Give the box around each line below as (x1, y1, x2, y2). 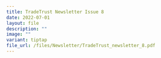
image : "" (6, 31, 31, 37)
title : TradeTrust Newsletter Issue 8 (6, 8, 104, 15)
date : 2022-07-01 (6, 14, 50, 21)
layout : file (6, 20, 39, 26)
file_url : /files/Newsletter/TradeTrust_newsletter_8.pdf (6, 43, 156, 49)
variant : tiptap (6, 37, 47, 43)
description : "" (6, 25, 47, 32)
